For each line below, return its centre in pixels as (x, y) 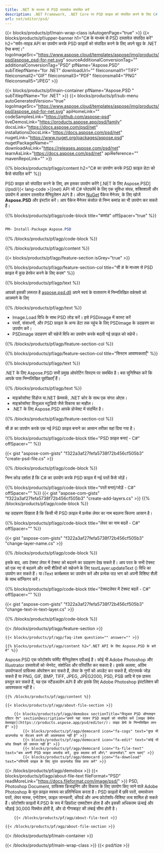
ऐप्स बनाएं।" (15, 49)
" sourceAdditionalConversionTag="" (100, 60)
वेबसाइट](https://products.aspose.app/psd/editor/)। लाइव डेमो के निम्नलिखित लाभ (81, 723)
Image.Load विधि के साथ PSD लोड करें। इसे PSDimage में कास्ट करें (71, 317)
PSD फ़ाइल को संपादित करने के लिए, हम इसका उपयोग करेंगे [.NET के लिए (64, 184)
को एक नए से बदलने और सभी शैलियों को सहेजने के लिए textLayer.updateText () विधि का (78, 568)
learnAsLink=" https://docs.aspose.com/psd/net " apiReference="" (72, 153)
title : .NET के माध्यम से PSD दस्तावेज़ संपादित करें (47, 10)
